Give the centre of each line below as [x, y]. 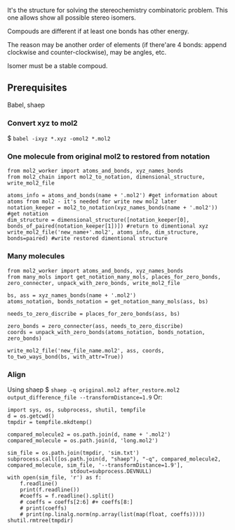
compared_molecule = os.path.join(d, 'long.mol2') [83, 441]
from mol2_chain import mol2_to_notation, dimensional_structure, [106, 177]
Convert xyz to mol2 [43, 123]
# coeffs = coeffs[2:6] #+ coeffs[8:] [76, 502]
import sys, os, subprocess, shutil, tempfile [76, 410]
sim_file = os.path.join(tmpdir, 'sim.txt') [73, 453]
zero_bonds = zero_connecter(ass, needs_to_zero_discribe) [95, 326]
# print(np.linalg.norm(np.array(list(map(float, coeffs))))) [113, 515]
